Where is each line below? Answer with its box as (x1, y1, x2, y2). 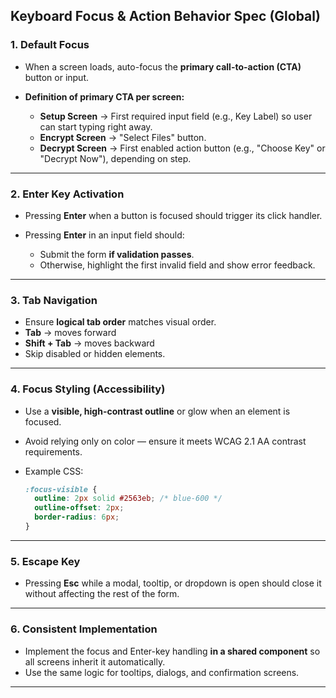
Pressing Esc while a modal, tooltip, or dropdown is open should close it (24, 577, 322, 589)
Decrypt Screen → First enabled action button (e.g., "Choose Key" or (39, 142, 326, 154)
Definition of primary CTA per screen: (24, 90, 185, 103)
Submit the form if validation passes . (39, 248, 195, 260)
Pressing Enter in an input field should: (24, 229, 185, 241)
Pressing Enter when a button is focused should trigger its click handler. (24, 209, 323, 221)
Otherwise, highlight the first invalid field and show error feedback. (39, 259, 316, 271)
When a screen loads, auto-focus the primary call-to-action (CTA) (24, 60, 302, 73)
